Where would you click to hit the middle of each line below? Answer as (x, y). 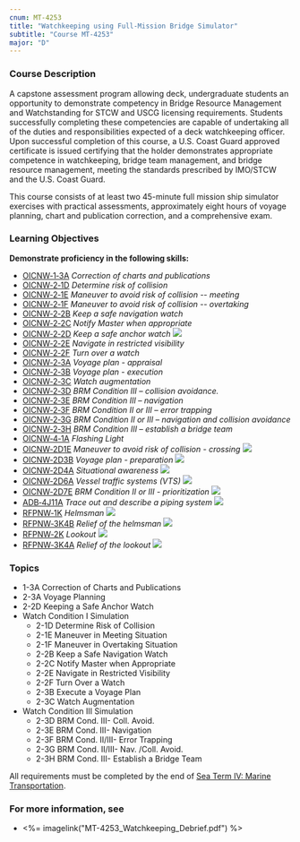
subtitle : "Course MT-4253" (62, 34)
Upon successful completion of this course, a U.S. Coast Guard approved (145, 141)
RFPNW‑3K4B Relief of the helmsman (92, 523)
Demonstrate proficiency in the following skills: (99, 258)
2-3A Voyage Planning (64, 597)
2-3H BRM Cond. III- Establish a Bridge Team (119, 759)
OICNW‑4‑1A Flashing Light (73, 438)
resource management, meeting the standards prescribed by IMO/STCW (143, 169)
